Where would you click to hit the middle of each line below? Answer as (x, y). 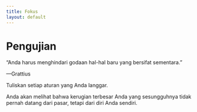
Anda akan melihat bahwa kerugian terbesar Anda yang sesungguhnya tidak (99, 97)
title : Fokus (22, 11)
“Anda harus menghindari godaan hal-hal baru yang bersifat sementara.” (94, 62)
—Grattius (18, 74)
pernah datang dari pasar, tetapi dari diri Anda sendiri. (72, 103)
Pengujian (32, 46)
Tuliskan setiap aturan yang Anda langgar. (57, 85)
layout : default (26, 17)
